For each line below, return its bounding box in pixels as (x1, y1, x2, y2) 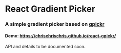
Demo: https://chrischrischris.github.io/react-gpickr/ (5, 33, 116, 38)
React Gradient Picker (5, 3, 96, 15)
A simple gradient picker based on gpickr (5, 21, 105, 28)
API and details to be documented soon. (5, 44, 86, 50)
